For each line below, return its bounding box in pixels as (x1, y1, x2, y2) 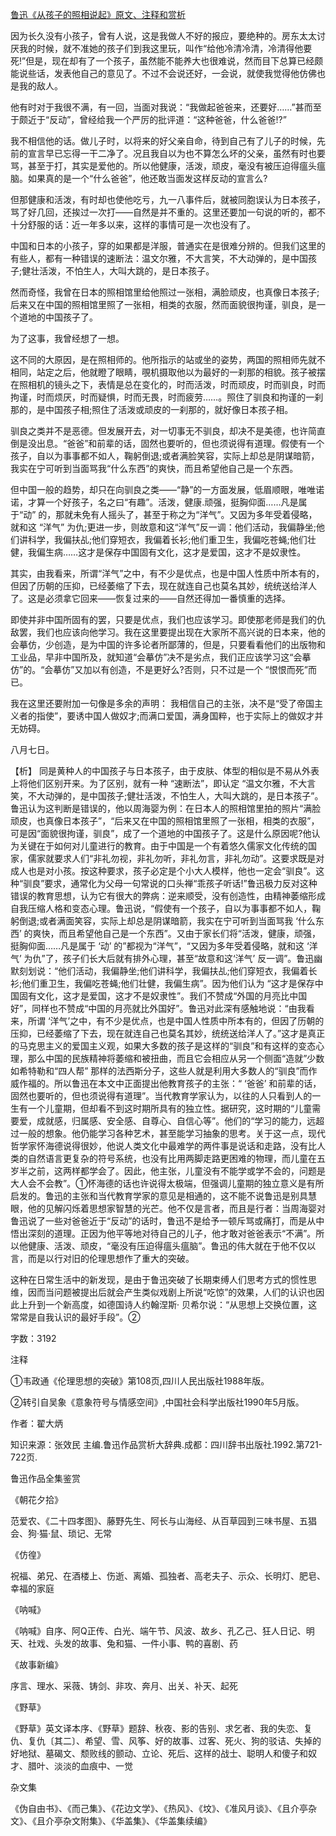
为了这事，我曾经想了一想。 (10, 333, 125, 344)
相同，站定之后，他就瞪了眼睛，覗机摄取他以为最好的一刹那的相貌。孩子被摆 (10, 366, 326, 378)
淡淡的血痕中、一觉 (53, 1760, 133, 1772)
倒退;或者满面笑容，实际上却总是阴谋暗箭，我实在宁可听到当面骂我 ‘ (18, 915, 298, 927)
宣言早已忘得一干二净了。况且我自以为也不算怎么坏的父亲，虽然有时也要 (27, 148, 326, 159)
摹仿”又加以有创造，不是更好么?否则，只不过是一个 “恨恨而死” (53, 664, 308, 675)
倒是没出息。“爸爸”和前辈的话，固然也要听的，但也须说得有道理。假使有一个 (10, 438, 325, 449)
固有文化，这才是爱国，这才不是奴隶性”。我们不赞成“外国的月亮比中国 (18, 990, 308, 1002)
